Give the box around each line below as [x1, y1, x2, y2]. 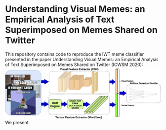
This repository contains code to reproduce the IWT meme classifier [5, 51, 144, 57]
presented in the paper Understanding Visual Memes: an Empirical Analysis [5, 56, 159, 62]
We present [5, 119, 29, 125]
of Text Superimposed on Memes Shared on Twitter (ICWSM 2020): [5, 62, 143, 67]
